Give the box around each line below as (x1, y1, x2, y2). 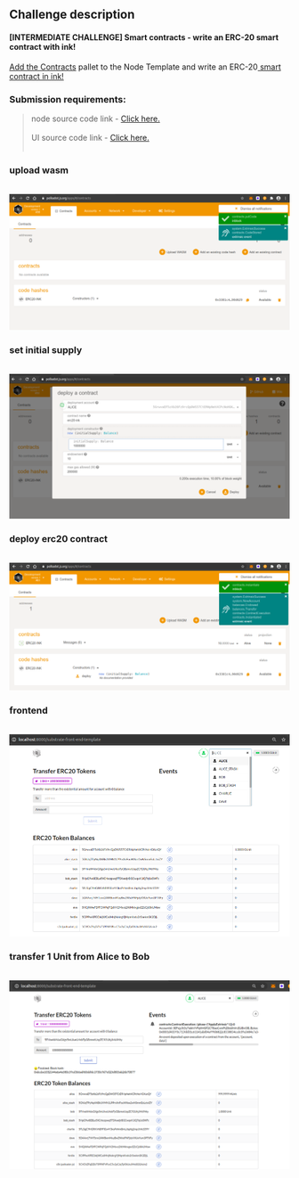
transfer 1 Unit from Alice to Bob (9, 951, 149, 963)
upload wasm (9, 164, 69, 176)
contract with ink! (9, 41, 77, 52)
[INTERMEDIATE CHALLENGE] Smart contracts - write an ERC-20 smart (9, 31, 279, 43)
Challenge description (9, 7, 135, 22)
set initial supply (9, 343, 83, 356)
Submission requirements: (9, 93, 126, 105)
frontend (9, 704, 49, 716)
